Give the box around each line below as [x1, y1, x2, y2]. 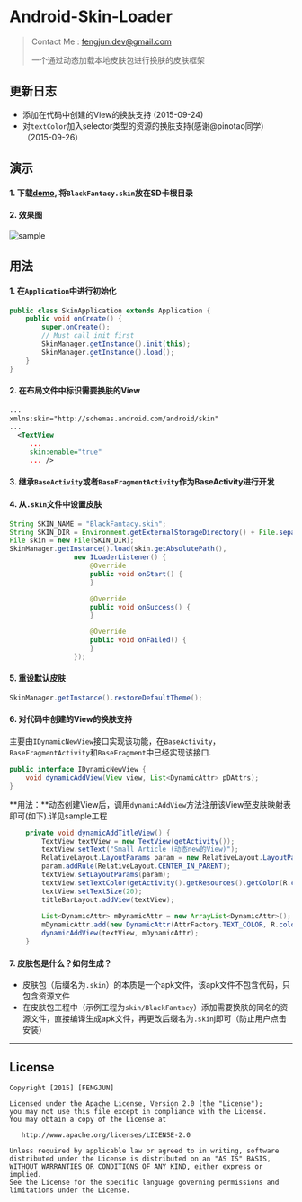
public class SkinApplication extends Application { [9, 306, 211, 315]
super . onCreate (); [41, 322, 111, 332]
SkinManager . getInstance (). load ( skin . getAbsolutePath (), [9, 545, 227, 554]
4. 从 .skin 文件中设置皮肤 [9, 499, 102, 510]
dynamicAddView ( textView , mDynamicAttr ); [41, 929, 200, 938]
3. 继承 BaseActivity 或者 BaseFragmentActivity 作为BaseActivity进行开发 [9, 476, 275, 487]
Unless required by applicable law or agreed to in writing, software [9, 1146, 280, 1155]
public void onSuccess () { [89, 602, 191, 611]
